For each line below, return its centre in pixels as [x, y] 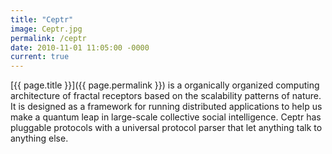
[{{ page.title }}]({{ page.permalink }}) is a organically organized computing [165, 85]
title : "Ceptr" [42, 19]
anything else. [39, 138]
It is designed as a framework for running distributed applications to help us [166, 107]
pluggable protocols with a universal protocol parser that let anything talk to [166, 128]
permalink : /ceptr [48, 38]
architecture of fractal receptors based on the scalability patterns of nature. [166, 96]
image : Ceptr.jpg [46, 29]
